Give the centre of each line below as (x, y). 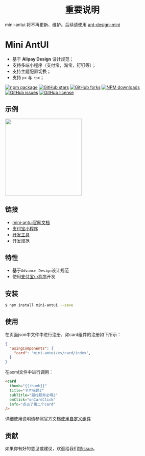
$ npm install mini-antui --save (39, 305)
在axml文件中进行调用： (29, 372)
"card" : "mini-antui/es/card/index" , (52, 353)
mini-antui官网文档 (31, 222)
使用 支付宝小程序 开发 (34, 277)
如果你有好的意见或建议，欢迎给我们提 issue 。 (51, 449)
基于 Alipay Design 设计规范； (43, 59)
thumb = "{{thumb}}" (28, 386)
